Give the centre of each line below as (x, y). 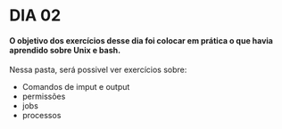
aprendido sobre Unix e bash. (65, 50)
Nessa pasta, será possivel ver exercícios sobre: (98, 70)
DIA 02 (35, 16)
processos (41, 116)
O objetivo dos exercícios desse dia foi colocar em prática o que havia (141, 40)
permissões (44, 97)
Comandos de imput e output (76, 87)
